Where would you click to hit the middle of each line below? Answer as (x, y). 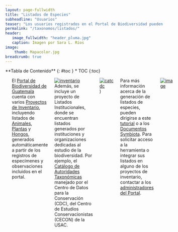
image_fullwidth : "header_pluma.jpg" (52, 38)
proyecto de (67, 97)
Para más (130, 81)
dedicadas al (68, 145)
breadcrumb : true (23, 57)
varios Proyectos (29, 102)
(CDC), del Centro (73, 204)
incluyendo (23, 113)
